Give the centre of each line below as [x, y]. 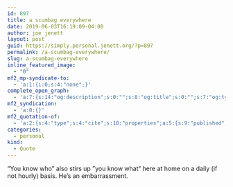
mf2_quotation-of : [34, 116]
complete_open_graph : [38, 91]
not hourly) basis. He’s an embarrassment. [68, 176]
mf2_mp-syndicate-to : [38, 78]
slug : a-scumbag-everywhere [48, 59]
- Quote [25, 149]
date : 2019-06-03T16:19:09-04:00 [55, 26]
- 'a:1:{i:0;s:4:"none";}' [52, 84]
